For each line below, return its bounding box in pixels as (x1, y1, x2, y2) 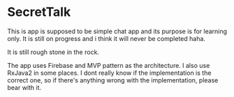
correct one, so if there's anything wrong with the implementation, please (7, 76, 219, 84)
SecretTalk (7, 4, 71, 20)
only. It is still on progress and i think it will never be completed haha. (7, 34, 206, 42)
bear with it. (7, 83, 42, 91)
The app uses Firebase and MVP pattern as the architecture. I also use (7, 61, 210, 69)
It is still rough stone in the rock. (7, 48, 100, 56)
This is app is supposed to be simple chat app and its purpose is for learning (7, 27, 228, 35)
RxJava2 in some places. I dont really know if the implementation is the (7, 69, 212, 77)
